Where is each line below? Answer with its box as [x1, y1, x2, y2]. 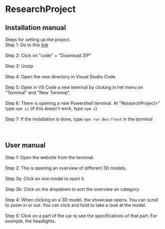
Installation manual [5, 23, 66, 32]
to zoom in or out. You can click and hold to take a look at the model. [5, 202, 146, 208]
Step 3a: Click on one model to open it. [5, 176, 85, 182]
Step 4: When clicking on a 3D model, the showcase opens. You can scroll [5, 197, 158, 203]
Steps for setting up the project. [5, 36, 71, 42]
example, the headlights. [5, 218, 56, 224]
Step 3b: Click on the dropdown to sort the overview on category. [5, 186, 140, 192]
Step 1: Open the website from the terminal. [5, 154, 94, 160]
